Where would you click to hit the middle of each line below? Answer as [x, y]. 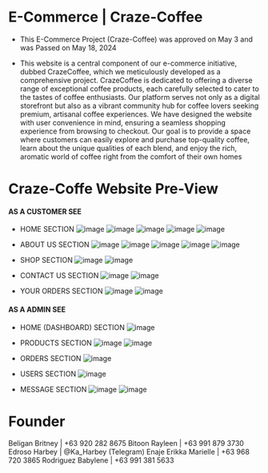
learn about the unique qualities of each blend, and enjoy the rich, [128, 148]
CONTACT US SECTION [59, 276]
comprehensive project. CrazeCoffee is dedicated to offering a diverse [136, 80]
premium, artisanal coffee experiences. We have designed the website [136, 114]
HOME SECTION [47, 229]
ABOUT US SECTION [54, 244]
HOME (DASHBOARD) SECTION [72, 327]
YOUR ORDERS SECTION [61, 291]
